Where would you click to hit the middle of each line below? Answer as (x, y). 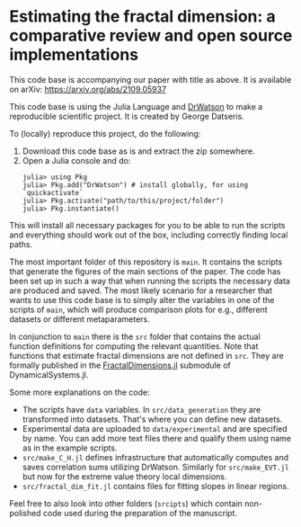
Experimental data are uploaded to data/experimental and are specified (155, 428)
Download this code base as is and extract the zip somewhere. (138, 151)
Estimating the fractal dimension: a (142, 17)
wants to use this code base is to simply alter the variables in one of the (142, 299)
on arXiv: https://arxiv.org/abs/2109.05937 (88, 89)
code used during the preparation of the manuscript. (141, 513)
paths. (21, 244)
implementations (74, 55)
